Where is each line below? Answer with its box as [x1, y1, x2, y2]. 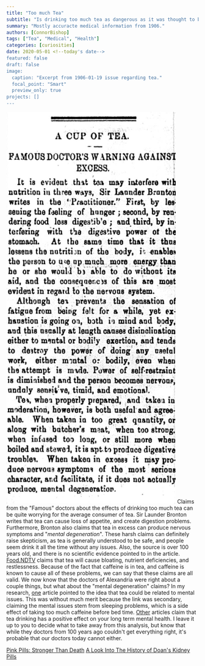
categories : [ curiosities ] [6, 42, 75, 48]
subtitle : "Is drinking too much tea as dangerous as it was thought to [6, 16, 195, 23]
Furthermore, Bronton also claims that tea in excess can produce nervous [6, 524, 191, 531]
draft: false [6, 61, 40, 67]
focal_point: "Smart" [12, 81, 67, 87]
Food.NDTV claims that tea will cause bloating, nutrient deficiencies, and [6, 556, 189, 564]
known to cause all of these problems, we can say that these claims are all [6, 570, 193, 577]
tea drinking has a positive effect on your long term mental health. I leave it [6, 615, 195, 622]
